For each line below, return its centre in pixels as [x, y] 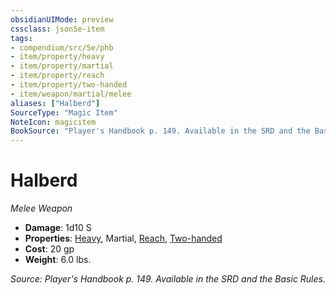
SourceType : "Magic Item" [64, 112]
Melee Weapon [41, 208]
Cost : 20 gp [49, 249]
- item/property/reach [57, 76]
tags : [21, 38]
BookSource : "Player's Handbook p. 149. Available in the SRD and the [160, 131]
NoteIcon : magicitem [53, 122]
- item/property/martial [62, 66]
